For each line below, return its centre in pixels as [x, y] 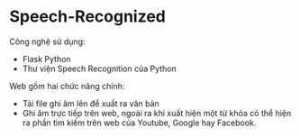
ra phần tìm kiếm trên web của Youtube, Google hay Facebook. [139, 123]
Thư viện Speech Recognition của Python [100, 68]
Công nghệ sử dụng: [47, 41]
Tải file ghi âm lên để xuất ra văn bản [91, 103]
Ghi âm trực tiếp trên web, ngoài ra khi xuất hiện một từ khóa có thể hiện [157, 113]
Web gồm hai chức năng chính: [67, 86]
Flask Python [46, 59]
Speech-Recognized [88, 17]
